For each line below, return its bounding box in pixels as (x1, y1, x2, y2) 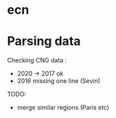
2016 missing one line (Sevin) (16, 77, 101, 85)
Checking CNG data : (7, 56, 67, 64)
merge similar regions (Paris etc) (16, 104, 110, 112)
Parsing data (7, 34, 81, 49)
